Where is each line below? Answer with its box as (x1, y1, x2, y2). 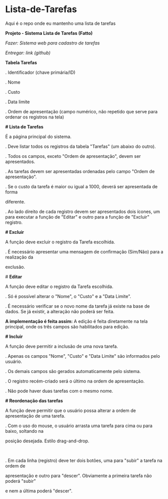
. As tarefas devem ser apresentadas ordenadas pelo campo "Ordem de (5, 168, 155, 174)
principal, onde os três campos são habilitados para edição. (5, 323, 130, 329)
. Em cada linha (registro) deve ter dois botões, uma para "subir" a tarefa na (5, 457, 162, 464)
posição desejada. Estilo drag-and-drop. (5, 438, 89, 444)
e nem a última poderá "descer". (5, 487, 73, 494)
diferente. (5, 198, 26, 204)
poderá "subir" (5, 478, 36, 484)
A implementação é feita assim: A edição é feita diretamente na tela (5, 318, 148, 324)
